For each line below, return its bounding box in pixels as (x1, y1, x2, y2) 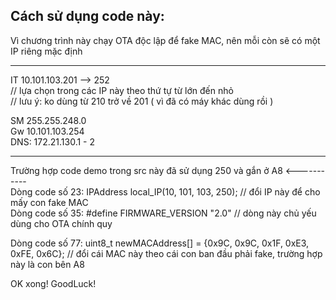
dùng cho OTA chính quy (10, 217, 113, 229)
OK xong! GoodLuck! (10, 277, 97, 289)
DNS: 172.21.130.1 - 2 (10, 135, 96, 148)
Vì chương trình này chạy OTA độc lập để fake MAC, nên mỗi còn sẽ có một (10, 34, 321, 46)
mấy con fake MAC (10, 196, 89, 208)
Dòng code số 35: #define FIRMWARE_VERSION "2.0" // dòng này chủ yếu (10, 207, 317, 219)
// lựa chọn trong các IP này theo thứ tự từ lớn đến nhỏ (10, 84, 234, 96)
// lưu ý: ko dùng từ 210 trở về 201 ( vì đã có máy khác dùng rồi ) (10, 95, 274, 107)
